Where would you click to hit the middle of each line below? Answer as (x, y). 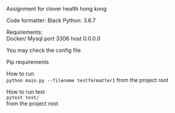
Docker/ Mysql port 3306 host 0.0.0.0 (53, 38)
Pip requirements (28, 62)
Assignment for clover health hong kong (57, 9)
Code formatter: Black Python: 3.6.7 (51, 20)
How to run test (26, 92)
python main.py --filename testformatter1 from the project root (87, 80)
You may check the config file (43, 50)
